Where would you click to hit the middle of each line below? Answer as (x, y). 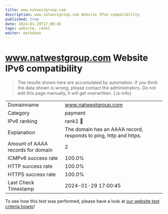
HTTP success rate (30, 166)
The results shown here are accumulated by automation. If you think (87, 82)
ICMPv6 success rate (33, 158)
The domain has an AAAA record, (104, 129)
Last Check (21, 182)
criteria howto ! (20, 206)
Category (19, 113)
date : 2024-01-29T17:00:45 (33, 24)
